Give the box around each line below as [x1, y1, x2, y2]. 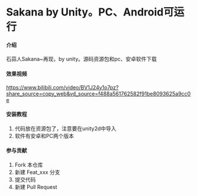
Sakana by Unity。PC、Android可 [6, 5, 175, 19]
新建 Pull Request [14, 184, 57, 190]
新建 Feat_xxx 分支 [14, 169, 60, 175]
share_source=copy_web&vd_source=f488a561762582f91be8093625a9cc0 [6, 90, 191, 97]
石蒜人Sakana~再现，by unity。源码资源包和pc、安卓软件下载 [6, 56, 157, 63]
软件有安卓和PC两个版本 [14, 132, 74, 139]
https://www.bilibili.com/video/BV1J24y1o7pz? [6, 83, 119, 91]
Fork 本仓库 [14, 161, 43, 168]
